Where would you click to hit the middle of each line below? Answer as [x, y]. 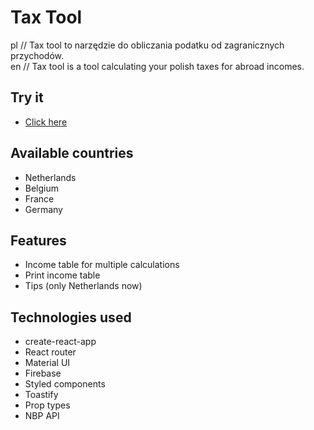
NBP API [42, 416]
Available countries [72, 153]
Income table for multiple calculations [102, 265]
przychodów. [37, 55]
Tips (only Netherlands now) [83, 286]
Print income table [62, 275]
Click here [46, 122]
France [39, 198]
